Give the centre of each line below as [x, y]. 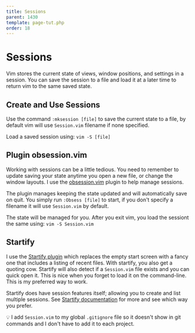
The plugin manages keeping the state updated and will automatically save [97, 193]
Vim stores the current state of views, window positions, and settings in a [95, 74]
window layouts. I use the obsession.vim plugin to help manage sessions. [95, 182]
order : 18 [18, 28]
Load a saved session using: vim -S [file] [58, 137]
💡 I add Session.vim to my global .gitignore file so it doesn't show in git [94, 317]
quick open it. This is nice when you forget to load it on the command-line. [96, 275]
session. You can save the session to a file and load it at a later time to [91, 80]
